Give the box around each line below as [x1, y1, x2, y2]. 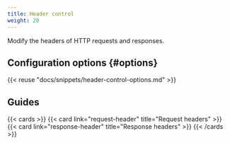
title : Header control [7, 10, 74, 18]
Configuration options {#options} [7, 57, 158, 69]
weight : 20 [7, 17, 40, 24]
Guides [7, 96, 40, 108]
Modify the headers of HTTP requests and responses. [7, 36, 165, 45]
